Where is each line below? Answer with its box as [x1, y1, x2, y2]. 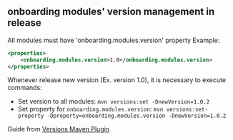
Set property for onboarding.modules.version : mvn [17, 105, 164, 114]
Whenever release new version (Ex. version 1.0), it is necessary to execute [7, 76, 227, 84]
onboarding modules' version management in [7, 6, 215, 18]
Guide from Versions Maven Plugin [7, 125, 109, 134]
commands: [7, 84, 43, 92]
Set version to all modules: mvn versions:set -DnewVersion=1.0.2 [17, 97, 210, 106]
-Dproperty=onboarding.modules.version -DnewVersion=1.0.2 [46, 112, 227, 120]
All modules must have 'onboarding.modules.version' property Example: [7, 36, 220, 44]
